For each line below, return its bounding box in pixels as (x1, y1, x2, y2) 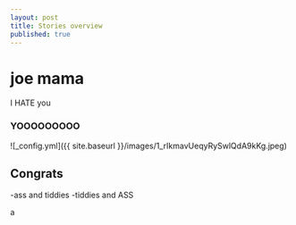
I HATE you (10, 97, 52, 108)
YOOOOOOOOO (10, 120, 80, 132)
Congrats (10, 166, 63, 181)
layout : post (10, 12, 59, 22)
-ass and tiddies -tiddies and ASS (10, 189, 134, 201)
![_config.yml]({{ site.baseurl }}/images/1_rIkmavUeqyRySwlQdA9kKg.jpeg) (10, 140, 287, 151)
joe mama (10, 68, 84, 88)
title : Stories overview (10, 21, 103, 30)
